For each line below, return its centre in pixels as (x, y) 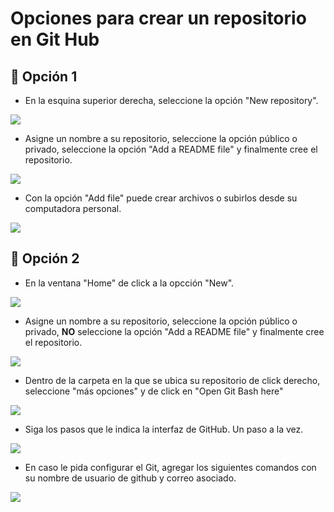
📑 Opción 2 (45, 258)
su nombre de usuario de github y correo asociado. (130, 478)
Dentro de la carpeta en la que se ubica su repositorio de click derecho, (172, 380)
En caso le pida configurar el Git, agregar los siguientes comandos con (170, 467)
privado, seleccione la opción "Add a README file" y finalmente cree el (171, 149)
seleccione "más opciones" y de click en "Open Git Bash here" (154, 391)
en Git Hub (55, 39)
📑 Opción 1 (44, 76)
